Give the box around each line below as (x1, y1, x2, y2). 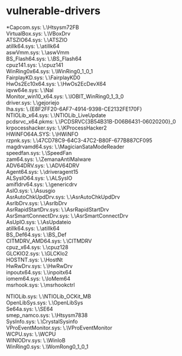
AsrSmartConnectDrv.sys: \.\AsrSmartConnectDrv (6, 212, 129, 219)
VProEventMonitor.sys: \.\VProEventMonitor (6, 324, 112, 331)
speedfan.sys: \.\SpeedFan (6, 149, 72, 156)
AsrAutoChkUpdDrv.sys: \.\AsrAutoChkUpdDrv (6, 193, 120, 200)
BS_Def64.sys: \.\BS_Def (6, 231, 67, 238)
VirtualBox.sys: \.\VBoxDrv (6, 30, 71, 37)
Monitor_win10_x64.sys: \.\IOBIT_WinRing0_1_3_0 (6, 93, 124, 100)
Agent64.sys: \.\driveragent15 (6, 168, 79, 175)
